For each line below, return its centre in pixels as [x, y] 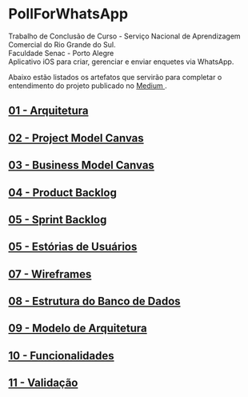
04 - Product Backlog [63, 192]
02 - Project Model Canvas [76, 138]
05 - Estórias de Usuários [73, 247]
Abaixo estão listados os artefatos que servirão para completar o [115, 77]
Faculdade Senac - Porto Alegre [61, 53]
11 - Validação [43, 383]
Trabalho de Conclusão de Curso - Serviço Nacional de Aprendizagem [125, 36]
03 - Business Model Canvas [81, 165]
